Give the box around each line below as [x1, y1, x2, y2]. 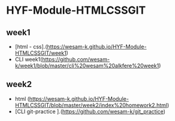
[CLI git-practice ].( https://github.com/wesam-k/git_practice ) [14, 108, 166, 115]
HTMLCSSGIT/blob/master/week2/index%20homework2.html [14, 101, 168, 108]
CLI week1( [14, 56, 43, 63]
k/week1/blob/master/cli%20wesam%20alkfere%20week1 [14, 62, 159, 69]
